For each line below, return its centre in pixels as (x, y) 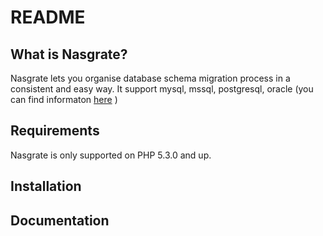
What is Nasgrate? (69, 54)
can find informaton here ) (64, 99)
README (48, 17)
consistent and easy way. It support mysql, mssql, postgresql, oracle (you (162, 89)
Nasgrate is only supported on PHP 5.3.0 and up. (111, 155)
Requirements (55, 131)
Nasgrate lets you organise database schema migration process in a (150, 78)
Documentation (60, 220)
